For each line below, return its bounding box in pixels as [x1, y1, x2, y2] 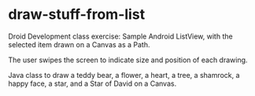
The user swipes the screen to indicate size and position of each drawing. [8, 55, 248, 65]
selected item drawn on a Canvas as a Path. [8, 39, 151, 49]
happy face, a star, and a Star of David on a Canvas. [8, 79, 177, 88]
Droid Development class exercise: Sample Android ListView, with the [8, 31, 234, 41]
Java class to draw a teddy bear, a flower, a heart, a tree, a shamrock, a [8, 70, 240, 79]
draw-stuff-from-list [8, 6, 146, 24]
